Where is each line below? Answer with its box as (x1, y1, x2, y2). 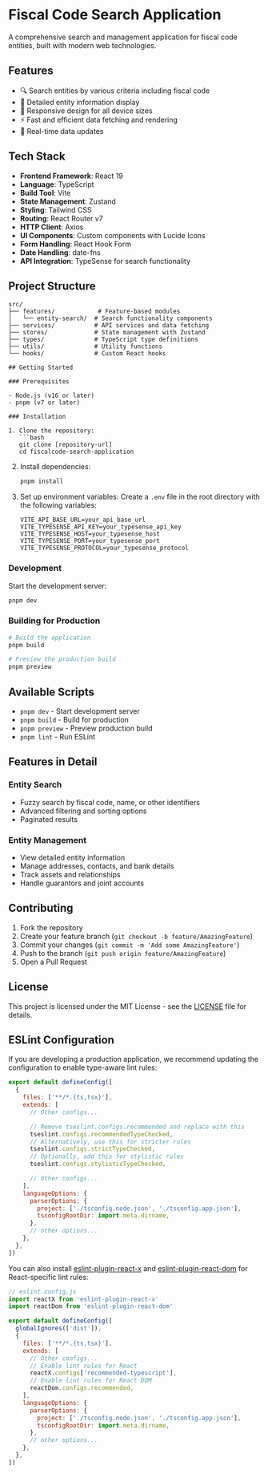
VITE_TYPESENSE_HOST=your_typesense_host (19, 530, 160, 538)
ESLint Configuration (8, 1033, 114, 1047)
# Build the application (8, 634, 91, 642)
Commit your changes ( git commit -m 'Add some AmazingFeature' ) (19, 940, 240, 950)
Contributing (8, 901, 74, 915)
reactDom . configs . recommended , (29, 1384, 134, 1392)
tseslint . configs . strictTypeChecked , (29, 1145, 156, 1153)
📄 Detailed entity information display (19, 97, 140, 107)
